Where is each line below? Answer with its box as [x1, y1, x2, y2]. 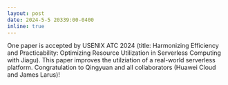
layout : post [7, 10, 45, 17]
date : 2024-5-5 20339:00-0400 [7, 16, 95, 23]
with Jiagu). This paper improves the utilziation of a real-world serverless [7, 56, 216, 64]
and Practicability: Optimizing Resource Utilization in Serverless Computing [7, 49, 221, 57]
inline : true [7, 23, 45, 29]
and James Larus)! [7, 71, 61, 79]
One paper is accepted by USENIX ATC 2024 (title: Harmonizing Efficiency [7, 42, 219, 50]
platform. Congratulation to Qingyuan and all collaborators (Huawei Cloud [7, 63, 216, 72]
